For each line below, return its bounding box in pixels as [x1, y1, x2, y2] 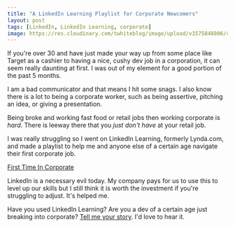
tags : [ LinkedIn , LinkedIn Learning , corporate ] [7, 23, 152, 30]
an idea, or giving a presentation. [7, 100, 103, 109]
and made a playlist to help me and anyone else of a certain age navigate [7, 142, 218, 151]
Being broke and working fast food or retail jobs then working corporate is [7, 114, 220, 122]
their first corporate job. [7, 149, 76, 158]
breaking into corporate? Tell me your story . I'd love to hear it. [7, 213, 185, 221]
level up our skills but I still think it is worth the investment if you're [7, 184, 199, 193]
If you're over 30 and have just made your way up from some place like [7, 49, 213, 58]
